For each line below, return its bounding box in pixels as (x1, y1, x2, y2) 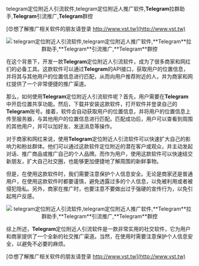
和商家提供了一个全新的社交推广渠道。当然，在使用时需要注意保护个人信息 (6, 233, 188, 240)
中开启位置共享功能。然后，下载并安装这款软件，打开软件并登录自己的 (6, 101, 178, 107)
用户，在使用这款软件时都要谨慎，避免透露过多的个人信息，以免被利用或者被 (6, 178, 193, 184)
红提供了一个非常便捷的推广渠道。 (6, 80, 89, 87)
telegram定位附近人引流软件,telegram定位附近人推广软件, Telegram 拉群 (6, 5, 180, 12)
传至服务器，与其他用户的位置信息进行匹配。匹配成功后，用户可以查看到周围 (6, 115, 193, 122)
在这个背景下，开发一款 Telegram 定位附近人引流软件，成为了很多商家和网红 (6, 58, 191, 65)
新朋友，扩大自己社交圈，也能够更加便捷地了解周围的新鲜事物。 (6, 158, 162, 165)
